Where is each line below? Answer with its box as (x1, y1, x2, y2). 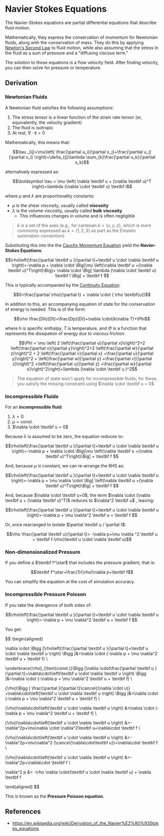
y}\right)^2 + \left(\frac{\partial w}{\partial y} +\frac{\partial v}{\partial (12, 355, 152, 361)
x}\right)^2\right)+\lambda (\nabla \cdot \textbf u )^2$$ (26, 366, 138, 372)
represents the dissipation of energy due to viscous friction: (5, 330, 125, 336)
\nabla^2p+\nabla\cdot (5, 760, 51, 765)
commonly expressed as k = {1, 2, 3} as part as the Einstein (17, 227, 136, 233)
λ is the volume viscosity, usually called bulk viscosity (12, 207, 123, 214)
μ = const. (12, 418, 33, 424)
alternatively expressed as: (5, 169, 60, 174)
